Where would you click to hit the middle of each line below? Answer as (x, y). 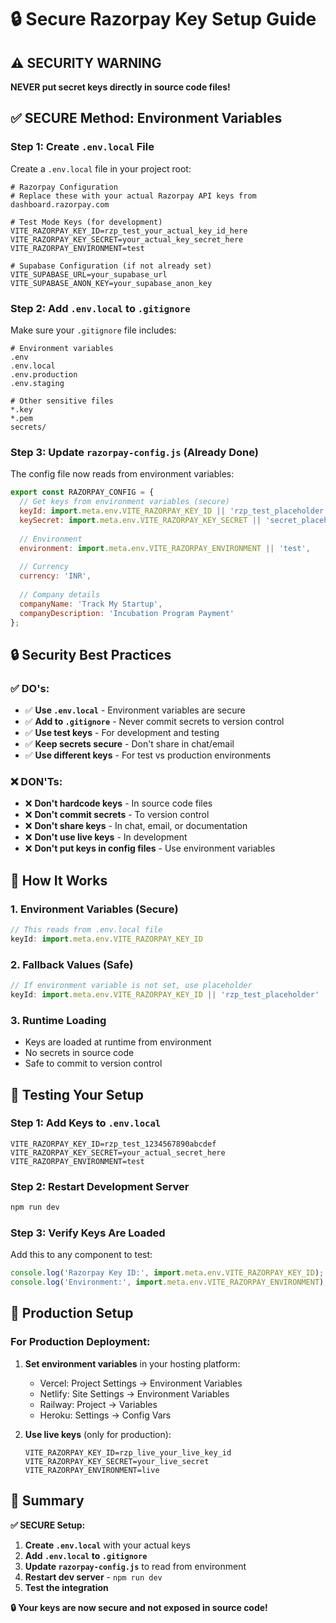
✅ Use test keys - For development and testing (122, 733)
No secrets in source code (79, 1053)
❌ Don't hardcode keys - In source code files (118, 803)
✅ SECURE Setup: (48, 1525)
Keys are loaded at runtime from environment (118, 1042)
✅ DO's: (30, 688)
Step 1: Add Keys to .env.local (86, 1123)
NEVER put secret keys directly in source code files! (120, 87)
